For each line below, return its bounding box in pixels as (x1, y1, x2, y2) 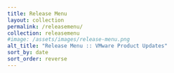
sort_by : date (7, 49, 49, 56)
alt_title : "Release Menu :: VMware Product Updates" (7, 42, 168, 49)
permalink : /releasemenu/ (7, 23, 83, 30)
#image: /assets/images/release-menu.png (7, 36, 130, 43)
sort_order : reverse (7, 56, 68, 63)
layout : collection (7, 17, 65, 24)
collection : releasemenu (7, 29, 80, 37)
